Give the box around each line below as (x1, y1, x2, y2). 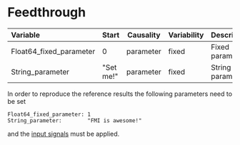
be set (7, 97, 26, 105)
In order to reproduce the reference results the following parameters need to (7, 90, 233, 98)
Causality (127, 30, 161, 40)
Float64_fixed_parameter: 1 (7, 111, 91, 118)
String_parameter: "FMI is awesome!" (7, 117, 142, 124)
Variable (11, 30, 41, 40)
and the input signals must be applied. (7, 129, 120, 138)
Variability (168, 30, 204, 40)
